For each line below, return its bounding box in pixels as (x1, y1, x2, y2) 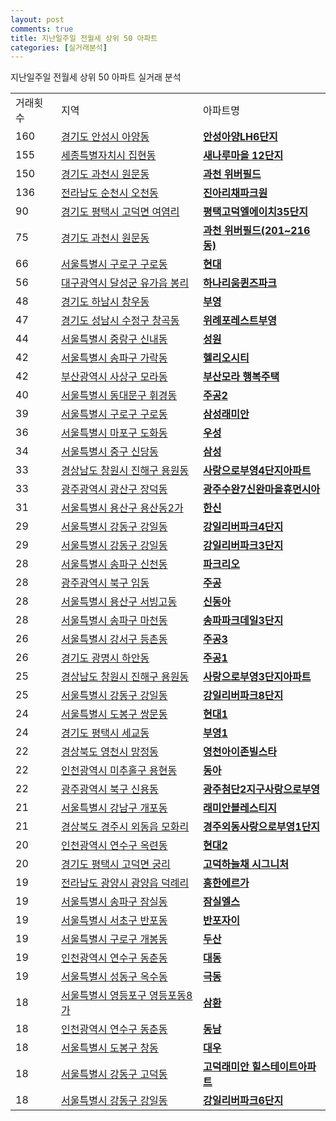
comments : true (10, 24, 74, 34)
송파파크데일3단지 (203, 614, 284, 628)
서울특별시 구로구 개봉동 (61, 932, 168, 946)
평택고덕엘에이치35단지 (203, 205, 308, 219)
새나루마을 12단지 (203, 149, 284, 163)
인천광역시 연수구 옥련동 (61, 839, 168, 853)
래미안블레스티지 (203, 801, 277, 815)
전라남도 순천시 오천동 (61, 186, 159, 200)
